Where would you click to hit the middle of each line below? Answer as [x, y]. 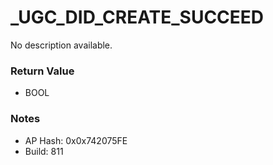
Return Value [42, 71]
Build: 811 [44, 151]
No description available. [61, 45]
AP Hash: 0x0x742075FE [76, 140]
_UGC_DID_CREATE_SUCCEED [137, 17]
